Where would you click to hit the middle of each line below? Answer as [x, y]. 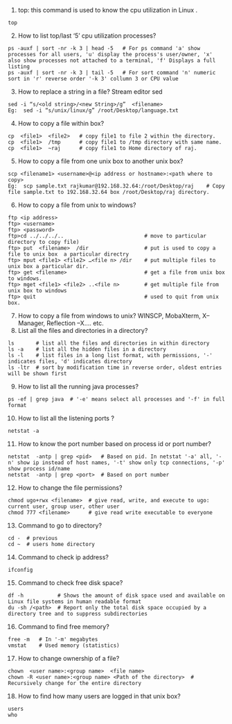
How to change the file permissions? [70, 488]
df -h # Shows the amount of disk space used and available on [117, 595]
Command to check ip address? [63, 557]
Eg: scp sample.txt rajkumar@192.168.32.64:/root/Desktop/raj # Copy [117, 186]
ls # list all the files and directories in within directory [109, 343]
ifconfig [20, 570]
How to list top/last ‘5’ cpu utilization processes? [87, 35]
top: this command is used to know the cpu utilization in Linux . [108, 10]
